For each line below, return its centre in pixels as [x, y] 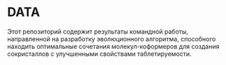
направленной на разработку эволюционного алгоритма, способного [112, 38]
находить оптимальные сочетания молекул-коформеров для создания [113, 46]
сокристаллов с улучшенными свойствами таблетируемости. [99, 54]
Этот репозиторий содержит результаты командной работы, [98, 31]
